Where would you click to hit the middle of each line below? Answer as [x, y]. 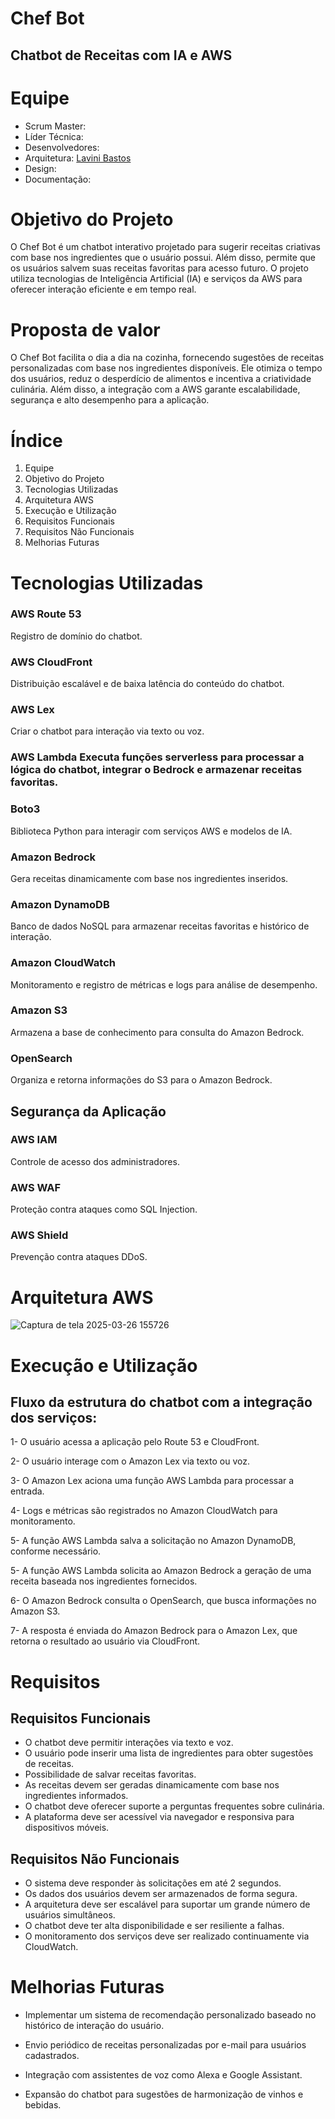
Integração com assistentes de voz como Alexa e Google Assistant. [163, 2075]
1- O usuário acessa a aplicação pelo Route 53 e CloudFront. [135, 1442]
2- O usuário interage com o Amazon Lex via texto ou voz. [130, 1461]
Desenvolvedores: [62, 147]
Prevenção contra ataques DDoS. [79, 1257]
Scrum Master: [55, 126]
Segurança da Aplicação [88, 1111]
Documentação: [58, 179]
